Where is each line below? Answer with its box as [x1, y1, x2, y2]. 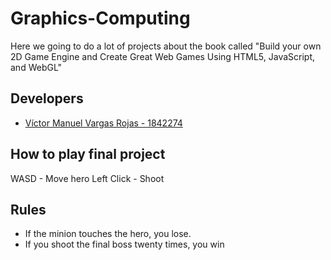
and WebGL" [10, 61, 63, 73]
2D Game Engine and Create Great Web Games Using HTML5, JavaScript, [10, 50, 316, 62]
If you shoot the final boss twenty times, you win [24, 238, 225, 251]
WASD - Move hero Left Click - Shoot [10, 172, 165, 184]
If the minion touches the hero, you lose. [24, 228, 192, 240]
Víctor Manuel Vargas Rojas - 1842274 [24, 117, 183, 129]
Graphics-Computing [10, 7, 191, 30]
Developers [10, 90, 84, 107]
